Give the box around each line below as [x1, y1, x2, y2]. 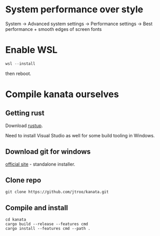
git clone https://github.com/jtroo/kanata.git [5, 189, 109, 195]
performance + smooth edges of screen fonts [5, 26, 102, 32]
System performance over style [5, 4, 144, 15]
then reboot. [5, 70, 32, 77]
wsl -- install [5, 61, 36, 66]
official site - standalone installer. [5, 161, 75, 167]
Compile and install [5, 203, 68, 212]
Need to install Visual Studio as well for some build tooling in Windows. [5, 132, 155, 138]
